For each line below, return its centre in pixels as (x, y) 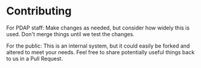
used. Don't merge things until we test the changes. (70, 34)
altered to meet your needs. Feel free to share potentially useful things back (101, 52)
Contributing (39, 11)
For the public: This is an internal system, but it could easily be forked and (98, 46)
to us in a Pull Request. (35, 58)
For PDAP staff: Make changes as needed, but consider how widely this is (98, 28)
